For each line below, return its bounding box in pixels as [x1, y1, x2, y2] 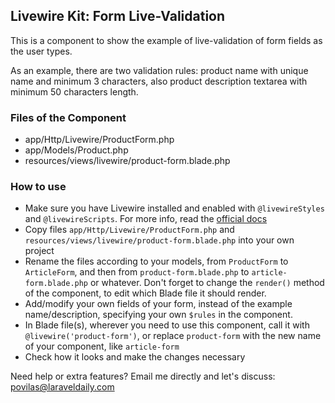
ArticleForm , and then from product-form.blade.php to [24, 266, 250, 278]
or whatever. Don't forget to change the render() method [89, 277, 325, 289]
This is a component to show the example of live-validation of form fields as [10, 34, 323, 46]
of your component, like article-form [24, 340, 180, 353]
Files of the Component [10, 110, 127, 124]
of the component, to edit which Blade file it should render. [24, 287, 267, 299]
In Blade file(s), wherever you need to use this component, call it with [24, 319, 310, 331]
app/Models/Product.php [24, 144, 129, 156]
